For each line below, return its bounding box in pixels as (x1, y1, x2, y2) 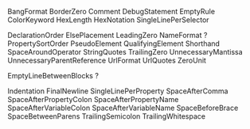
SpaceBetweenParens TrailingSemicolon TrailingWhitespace (7, 112, 206, 121)
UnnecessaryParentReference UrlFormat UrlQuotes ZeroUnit (7, 55, 206, 65)
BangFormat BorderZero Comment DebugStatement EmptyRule (7, 7, 216, 16)
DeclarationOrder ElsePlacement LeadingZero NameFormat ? (7, 31, 208, 40)
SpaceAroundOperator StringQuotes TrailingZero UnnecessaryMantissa (7, 47, 244, 56)
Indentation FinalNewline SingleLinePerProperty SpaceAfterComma (7, 86, 229, 96)
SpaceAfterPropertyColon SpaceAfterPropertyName (7, 95, 179, 104)
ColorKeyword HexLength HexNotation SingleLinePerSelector (7, 15, 209, 25)
